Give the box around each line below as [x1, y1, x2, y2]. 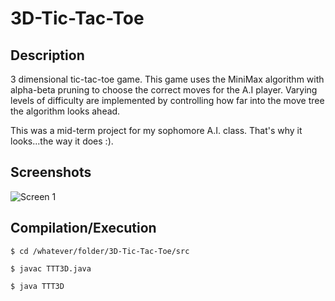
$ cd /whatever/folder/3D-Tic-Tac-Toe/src [10, 246, 190, 256]
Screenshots [10, 164, 92, 181]
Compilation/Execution [10, 220, 157, 237]
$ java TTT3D [10, 281, 65, 291]
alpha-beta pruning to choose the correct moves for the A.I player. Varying [10, 84, 318, 96]
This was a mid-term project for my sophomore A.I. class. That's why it [10, 125, 303, 136]
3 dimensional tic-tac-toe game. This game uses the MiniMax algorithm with [10, 73, 325, 85]
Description [10, 47, 85, 64]
